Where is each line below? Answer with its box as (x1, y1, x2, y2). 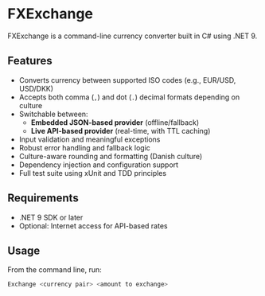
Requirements (7, 192, 79, 205)
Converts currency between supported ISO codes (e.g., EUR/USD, (18, 75, 236, 84)
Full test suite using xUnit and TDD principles (18, 168, 167, 177)
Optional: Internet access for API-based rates (18, 220, 168, 231)
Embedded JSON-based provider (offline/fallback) (30, 117, 200, 127)
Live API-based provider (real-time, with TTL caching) (30, 126, 211, 135)
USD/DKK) (18, 84, 53, 93)
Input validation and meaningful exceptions (18, 134, 161, 144)
